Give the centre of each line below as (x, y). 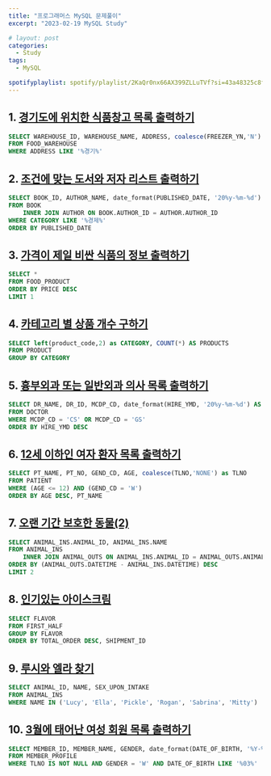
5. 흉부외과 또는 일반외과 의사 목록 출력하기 (108, 385)
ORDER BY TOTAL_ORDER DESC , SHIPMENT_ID (77, 641)
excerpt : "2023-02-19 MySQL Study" (68, 23)
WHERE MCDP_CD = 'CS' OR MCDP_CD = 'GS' (77, 420)
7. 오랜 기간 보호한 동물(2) (69, 523)
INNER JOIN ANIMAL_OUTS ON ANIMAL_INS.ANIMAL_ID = (110, 557)
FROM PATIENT (30, 481)
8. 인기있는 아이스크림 (60, 599)
